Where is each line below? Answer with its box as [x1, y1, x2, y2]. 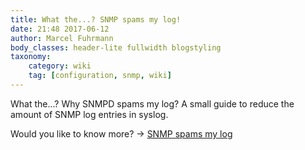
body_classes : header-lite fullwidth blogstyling [10, 42, 222, 53]
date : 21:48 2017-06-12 [10, 24, 110, 34]
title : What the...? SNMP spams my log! [10, 14, 182, 25]
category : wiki [28, 61, 92, 71]
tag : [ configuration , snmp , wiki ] [28, 71, 172, 81]
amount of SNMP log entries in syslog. [10, 108, 169, 120]
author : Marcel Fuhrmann [10, 33, 114, 43]
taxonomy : [10, 52, 52, 62]
